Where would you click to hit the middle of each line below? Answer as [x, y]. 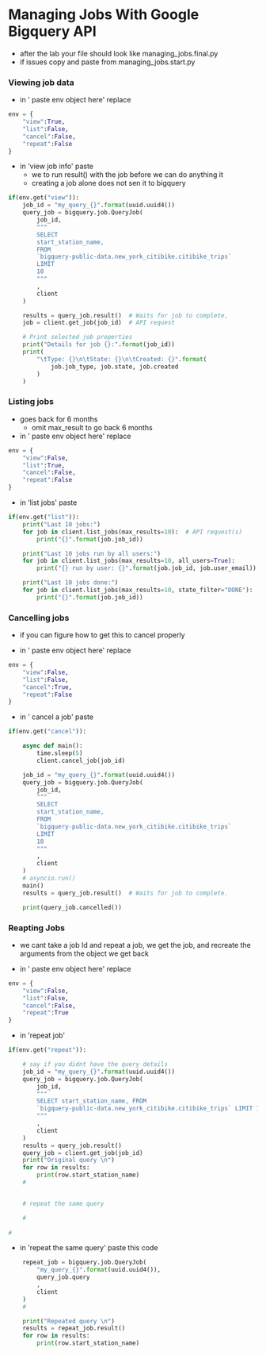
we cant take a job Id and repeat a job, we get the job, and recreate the [135, 945]
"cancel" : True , [47, 687]
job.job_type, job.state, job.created [114, 367]
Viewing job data [41, 83]
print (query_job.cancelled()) [72, 907]
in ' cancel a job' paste [56, 717]
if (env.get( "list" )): [44, 518]
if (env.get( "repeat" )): [47, 1050]
